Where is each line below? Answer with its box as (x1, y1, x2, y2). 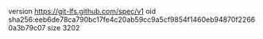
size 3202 (47, 23, 80, 32)
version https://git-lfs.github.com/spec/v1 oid (8, 7, 157, 16)
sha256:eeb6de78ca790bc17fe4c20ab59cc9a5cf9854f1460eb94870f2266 (8, 15, 256, 24)
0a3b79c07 (8, 23, 46, 32)
